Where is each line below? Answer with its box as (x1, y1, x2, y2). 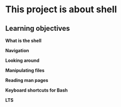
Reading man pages (5, 77, 49, 83)
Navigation (5, 48, 29, 53)
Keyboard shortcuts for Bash (5, 87, 68, 93)
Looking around (5, 57, 40, 63)
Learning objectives (5, 24, 70, 33)
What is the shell (5, 37, 42, 44)
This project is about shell (5, 4, 117, 15)
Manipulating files (5, 68, 45, 73)
